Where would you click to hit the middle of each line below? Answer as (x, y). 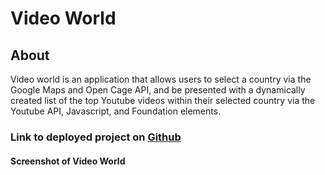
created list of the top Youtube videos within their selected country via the (163, 100)
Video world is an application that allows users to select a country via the (161, 79)
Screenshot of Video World (68, 161)
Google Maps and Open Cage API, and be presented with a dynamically (158, 90)
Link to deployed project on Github (96, 137)
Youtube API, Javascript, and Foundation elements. (116, 111)
